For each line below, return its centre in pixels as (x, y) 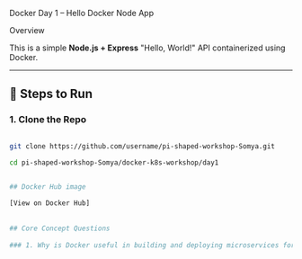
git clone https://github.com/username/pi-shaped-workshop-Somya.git (142, 146)
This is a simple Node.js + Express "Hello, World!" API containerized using (147, 48)
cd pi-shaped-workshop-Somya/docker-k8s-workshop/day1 (114, 162)
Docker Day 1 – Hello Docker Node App (82, 13)
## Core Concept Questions (60, 228)
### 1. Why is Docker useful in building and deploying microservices (144, 245)
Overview (27, 30)
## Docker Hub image (48, 187)
